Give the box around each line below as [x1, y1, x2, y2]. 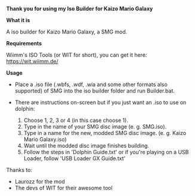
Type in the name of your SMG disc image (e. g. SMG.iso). [23, 123, 167, 130]
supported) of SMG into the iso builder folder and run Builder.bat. [14, 87, 175, 94]
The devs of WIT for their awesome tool [14, 185, 113, 191]
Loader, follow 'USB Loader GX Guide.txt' [23, 155, 126, 162]
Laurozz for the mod [14, 178, 66, 185]
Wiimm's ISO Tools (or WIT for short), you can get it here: [6, 51, 147, 59]
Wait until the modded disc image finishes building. [23, 142, 150, 149]
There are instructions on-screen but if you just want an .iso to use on [14, 99, 187, 106]
